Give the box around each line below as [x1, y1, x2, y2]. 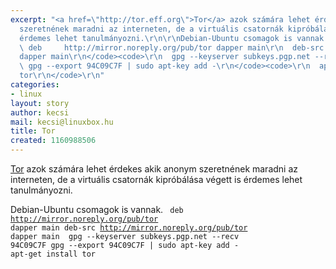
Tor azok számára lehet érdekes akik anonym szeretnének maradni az [10, 163, 299, 175]
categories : [10, 80, 60, 90]
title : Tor [10, 126, 56, 136]
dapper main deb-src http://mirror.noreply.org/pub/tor [10, 223, 248, 233]
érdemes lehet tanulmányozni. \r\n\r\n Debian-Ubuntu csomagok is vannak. [19, 33, 329, 43]
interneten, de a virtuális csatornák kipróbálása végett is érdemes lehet [10, 174, 303, 185]
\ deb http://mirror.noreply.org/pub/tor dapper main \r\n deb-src [19, 42, 325, 53]
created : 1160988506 [10, 136, 97, 146]
